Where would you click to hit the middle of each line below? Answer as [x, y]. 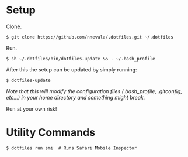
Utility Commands [51, 133]
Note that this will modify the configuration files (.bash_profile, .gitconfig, [94, 91]
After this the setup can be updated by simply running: [72, 69]
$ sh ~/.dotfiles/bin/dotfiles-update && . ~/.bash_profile [81, 59]
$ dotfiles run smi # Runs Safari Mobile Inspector [72, 148]
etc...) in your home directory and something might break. [76, 97]
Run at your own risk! [32, 108]
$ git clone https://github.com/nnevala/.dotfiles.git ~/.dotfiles [90, 37]
